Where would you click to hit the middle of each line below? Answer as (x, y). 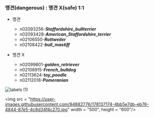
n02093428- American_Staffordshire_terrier (65, 34)
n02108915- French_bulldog (48, 70)
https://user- (43, 99)
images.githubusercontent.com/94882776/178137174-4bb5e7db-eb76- (77, 104)
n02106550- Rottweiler (43, 40)
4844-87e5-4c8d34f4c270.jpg (36, 110)
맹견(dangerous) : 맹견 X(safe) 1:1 (45, 7)
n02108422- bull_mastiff (45, 45)
